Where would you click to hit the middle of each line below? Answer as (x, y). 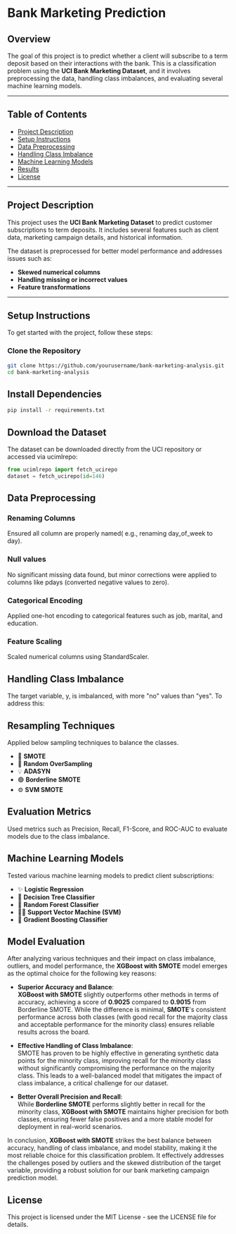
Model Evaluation (46, 941)
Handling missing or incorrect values (72, 279)
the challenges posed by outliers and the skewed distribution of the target (114, 1163)
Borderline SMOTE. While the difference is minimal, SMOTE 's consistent (122, 1010)
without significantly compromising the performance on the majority (116, 1068)
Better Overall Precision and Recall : (70, 1097)
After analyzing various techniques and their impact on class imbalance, (112, 958)
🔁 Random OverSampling (55, 763)
